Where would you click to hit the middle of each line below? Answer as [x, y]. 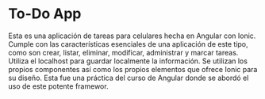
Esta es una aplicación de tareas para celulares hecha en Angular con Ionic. [132, 36]
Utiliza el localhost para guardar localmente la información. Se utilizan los [128, 61]
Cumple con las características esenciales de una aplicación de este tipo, [128, 44]
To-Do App [45, 14]
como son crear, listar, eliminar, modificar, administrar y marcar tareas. [123, 52]
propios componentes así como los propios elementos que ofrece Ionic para [133, 69]
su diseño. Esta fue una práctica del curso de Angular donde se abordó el [129, 78]
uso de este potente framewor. [58, 86]
